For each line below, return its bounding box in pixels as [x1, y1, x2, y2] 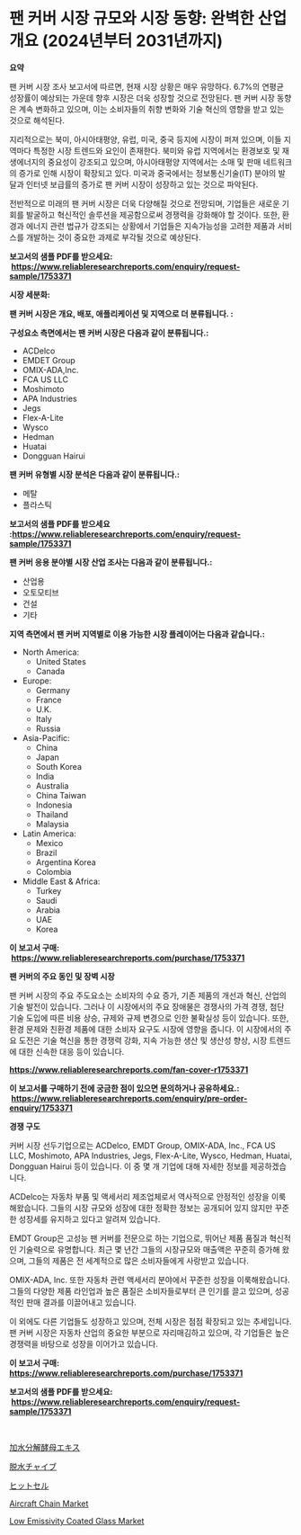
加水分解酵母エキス [9, 1441, 81, 1452]
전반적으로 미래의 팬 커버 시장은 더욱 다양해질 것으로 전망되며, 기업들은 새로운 [9, 198, 280, 209]
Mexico [35, 837, 64, 848]
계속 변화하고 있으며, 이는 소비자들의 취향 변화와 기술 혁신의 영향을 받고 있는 [18, 103, 285, 114]
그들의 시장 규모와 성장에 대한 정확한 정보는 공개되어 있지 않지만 [49, 1202, 273, 1213]
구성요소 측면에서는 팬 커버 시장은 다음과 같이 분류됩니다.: [9, 327, 209, 338]
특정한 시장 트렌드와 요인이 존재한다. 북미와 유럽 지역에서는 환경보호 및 [32, 145, 280, 156]
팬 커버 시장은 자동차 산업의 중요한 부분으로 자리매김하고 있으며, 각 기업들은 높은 [9, 1327, 290, 1338]
